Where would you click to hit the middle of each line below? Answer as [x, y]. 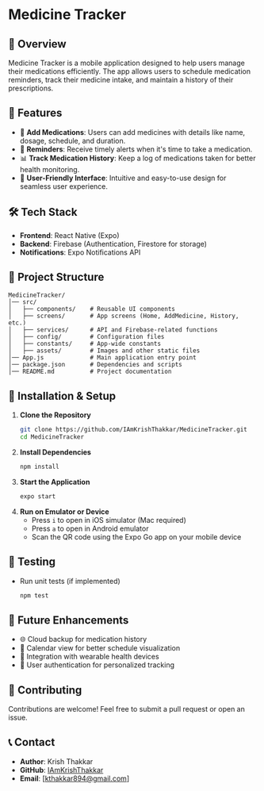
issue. [18, 718]
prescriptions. [31, 88]
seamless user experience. [64, 186]
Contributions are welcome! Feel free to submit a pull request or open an [127, 709]
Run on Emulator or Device [64, 511]
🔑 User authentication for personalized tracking [97, 665]
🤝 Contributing [45, 690]
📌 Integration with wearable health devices [90, 657]
